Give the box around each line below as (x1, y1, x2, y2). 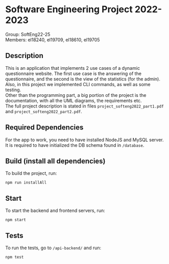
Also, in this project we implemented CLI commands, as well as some (5, 81, 151, 87)
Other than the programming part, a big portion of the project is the (5, 92, 147, 98)
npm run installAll (5, 180, 47, 186)
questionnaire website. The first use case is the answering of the (5, 70, 142, 76)
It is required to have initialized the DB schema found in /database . (5, 142, 144, 148)
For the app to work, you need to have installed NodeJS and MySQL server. (5, 137, 164, 143)
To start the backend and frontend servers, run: (5, 207, 106, 214)
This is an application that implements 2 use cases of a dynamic (5, 65, 140, 71)
